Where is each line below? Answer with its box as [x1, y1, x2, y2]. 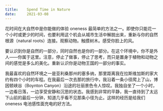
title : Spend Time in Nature [5, 7, 70, 12]
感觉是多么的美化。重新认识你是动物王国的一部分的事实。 [13, 60, 129, 66]
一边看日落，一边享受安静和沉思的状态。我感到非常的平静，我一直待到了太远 [5, 88, 158, 95]
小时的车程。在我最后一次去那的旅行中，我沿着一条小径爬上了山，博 [21, 76, 158, 82]
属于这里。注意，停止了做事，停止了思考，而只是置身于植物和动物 [21, 54, 154, 60]
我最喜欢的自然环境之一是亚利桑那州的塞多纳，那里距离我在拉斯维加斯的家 [5, 70, 154, 76]
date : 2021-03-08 [5, 12, 49, 16]
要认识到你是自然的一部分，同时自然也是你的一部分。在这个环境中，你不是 [5, 48, 154, 54]
